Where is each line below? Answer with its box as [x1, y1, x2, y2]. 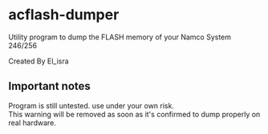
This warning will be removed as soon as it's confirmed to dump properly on [8, 109, 261, 119]
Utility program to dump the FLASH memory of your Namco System [8, 32, 231, 42]
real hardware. [8, 118, 56, 128]
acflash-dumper [8, 6, 120, 24]
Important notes [8, 79, 91, 93]
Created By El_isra [8, 56, 70, 66]
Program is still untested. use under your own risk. [8, 100, 175, 110]
